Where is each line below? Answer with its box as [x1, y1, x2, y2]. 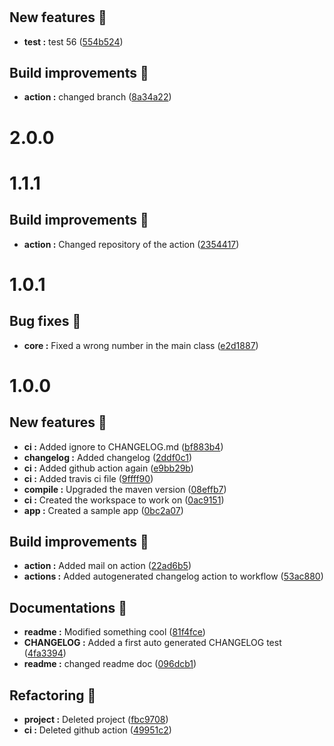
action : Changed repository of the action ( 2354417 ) [23, 238, 240, 250]
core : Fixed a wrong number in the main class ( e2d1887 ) [23, 339, 259, 351]
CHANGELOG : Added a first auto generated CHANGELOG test [23, 637, 282, 649]
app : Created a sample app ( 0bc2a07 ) [23, 504, 184, 516]
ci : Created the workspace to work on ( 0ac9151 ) [23, 494, 225, 506]
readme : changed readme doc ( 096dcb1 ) [23, 658, 197, 670]
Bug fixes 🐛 [9, 313, 82, 330]
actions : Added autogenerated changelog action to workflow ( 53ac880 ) [23, 570, 324, 583]
